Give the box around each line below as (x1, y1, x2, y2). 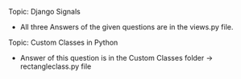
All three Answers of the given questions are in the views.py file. (19, 22, 234, 31)
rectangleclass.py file (19, 61, 92, 71)
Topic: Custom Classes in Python (8, 38, 118, 47)
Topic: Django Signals (8, 7, 81, 16)
